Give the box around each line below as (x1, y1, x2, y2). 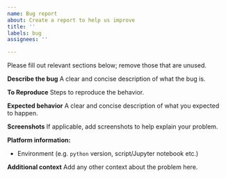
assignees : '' (7, 36, 49, 43)
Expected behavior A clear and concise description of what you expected (7, 102, 220, 110)
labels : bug (7, 29, 42, 37)
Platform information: (7, 136, 71, 145)
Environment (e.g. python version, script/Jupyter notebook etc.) (17, 149, 199, 158)
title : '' (7, 23, 36, 30)
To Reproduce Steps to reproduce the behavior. (7, 88, 145, 97)
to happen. (7, 109, 38, 118)
